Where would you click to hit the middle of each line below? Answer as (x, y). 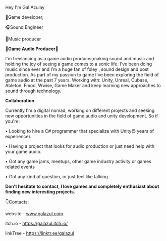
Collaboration (20, 101)
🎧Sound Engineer (24, 27)
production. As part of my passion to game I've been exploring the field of (82, 75)
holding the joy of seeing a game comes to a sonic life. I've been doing (79, 64)
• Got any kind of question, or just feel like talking (57, 176)
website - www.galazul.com (34, 214)
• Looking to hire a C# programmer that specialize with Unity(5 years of (80, 131)
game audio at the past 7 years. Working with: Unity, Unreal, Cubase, (77, 80)
